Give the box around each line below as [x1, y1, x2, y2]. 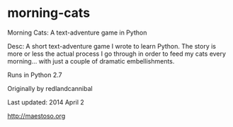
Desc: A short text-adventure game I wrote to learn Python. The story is [7, 42, 216, 50]
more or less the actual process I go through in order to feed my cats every [7, 49, 227, 58]
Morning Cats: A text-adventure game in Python [7, 28, 147, 37]
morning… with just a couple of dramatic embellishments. [7, 56, 175, 65]
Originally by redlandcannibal [7, 84, 93, 92]
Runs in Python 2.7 [7, 71, 62, 79]
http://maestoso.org [7, 111, 66, 120]
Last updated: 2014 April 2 [7, 97, 85, 107]
